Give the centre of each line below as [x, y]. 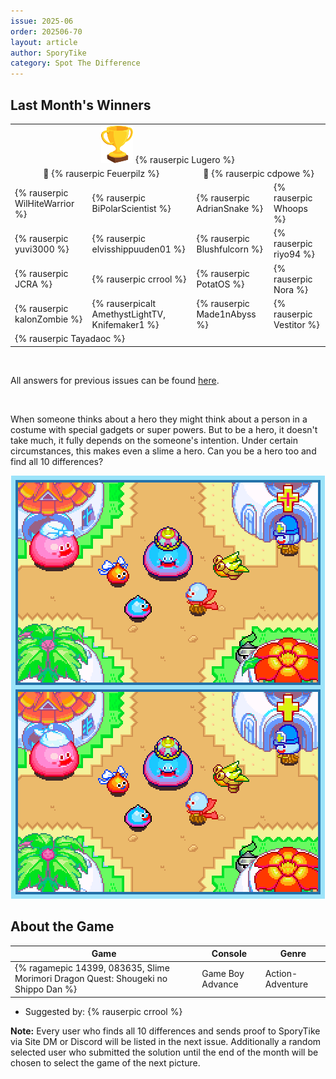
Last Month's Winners [81, 105]
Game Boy [223, 973]
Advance [220, 984]
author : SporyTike [48, 53]
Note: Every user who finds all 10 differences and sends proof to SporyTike [165, 1031]
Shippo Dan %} [46, 989]
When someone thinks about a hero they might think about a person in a [159, 419]
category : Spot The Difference [75, 63]
